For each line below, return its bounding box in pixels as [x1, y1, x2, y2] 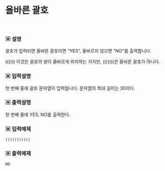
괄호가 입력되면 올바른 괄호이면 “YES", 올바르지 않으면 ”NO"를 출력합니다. [5, 48, 151, 54]
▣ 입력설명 [5, 73, 31, 80]
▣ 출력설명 [5, 99, 31, 106]
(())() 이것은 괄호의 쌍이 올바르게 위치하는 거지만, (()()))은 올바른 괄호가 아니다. [5, 59, 160, 65]
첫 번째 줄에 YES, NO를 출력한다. [5, 111, 71, 117]
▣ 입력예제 [5, 125, 31, 132]
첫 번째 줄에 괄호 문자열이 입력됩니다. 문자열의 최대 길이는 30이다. [5, 85, 136, 91]
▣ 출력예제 [5, 150, 31, 157]
